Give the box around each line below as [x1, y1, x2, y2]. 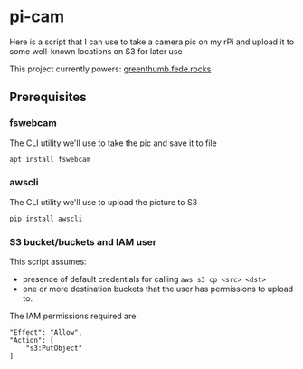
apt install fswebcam [9, 155, 91, 164]
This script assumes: [9, 256, 88, 267]
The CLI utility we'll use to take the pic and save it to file [9, 137, 217, 148]
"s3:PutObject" [25, 344, 83, 353]
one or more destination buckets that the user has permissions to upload [22, 283, 294, 294]
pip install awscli [9, 214, 83, 223]
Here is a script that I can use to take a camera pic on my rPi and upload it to [9, 36, 295, 47]
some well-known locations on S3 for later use [9, 45, 183, 56]
